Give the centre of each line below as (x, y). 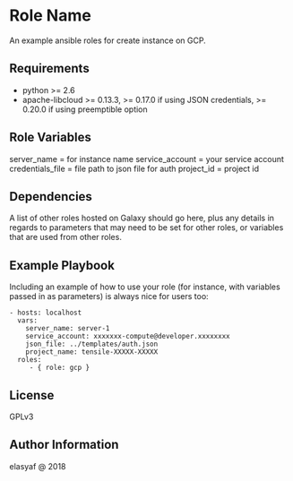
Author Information (64, 445)
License (32, 395)
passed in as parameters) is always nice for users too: (109, 296)
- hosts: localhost (46, 313)
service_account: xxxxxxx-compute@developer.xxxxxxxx (128, 337)
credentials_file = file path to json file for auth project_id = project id (134, 168)
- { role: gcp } (60, 368)
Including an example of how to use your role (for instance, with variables (145, 287)
